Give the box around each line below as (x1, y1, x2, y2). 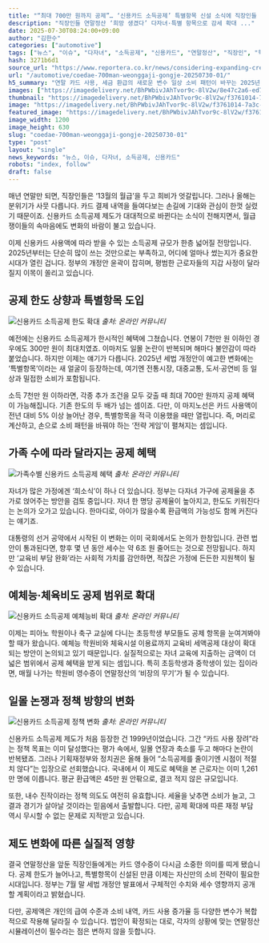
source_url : (8, 64, 48, 72)
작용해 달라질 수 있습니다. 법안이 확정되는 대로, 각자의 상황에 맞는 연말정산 (29, 917, 260, 926)
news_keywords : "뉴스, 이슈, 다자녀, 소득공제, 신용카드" (8, 153, 181, 161)
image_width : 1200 (8, 116, 70, 124)
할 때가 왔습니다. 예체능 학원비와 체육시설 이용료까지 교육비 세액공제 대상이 (8, 638, 242, 648)
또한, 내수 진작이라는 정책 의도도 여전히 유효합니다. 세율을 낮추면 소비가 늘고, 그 (8, 791, 256, 801)
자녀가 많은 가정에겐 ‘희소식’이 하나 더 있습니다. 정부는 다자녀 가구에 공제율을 (8, 486, 247, 496)
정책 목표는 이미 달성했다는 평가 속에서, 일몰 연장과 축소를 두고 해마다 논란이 (16, 744, 254, 753)
